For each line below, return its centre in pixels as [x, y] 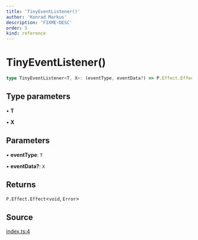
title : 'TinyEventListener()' [43, 11]
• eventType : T [24, 155]
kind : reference [26, 34]
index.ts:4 [18, 231]
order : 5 [17, 28]
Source [20, 217]
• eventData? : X [26, 166]
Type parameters [38, 97]
